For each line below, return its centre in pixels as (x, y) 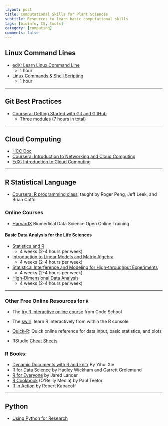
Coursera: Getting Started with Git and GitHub (59, 113)
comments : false (22, 33)
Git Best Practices (34, 102)
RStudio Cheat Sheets (35, 341)
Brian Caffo (24, 200)
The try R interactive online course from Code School (67, 312)
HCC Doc (22, 151)
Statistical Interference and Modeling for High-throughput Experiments (85, 267)
